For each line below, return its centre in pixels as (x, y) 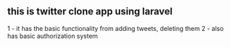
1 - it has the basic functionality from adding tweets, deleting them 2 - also (115, 28)
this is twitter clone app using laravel (90, 12)
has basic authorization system (53, 36)
